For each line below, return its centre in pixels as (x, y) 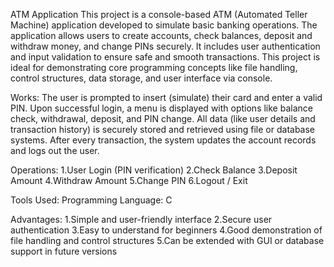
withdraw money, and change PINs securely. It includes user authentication (165, 46)
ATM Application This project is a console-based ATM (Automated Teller (159, 14)
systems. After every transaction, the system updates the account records (163, 140)
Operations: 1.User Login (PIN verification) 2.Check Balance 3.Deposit (154, 170)
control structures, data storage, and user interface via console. (141, 78)
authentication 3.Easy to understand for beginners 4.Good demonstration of (166, 230)
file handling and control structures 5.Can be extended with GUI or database (167, 240)
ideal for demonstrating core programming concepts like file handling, (154, 67)
